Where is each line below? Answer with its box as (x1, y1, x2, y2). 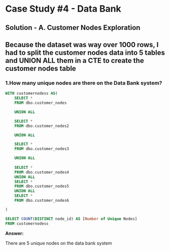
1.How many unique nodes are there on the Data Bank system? (5, 79, 162, 86)
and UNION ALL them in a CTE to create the (5, 56, 144, 65)
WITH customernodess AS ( (5, 91, 58, 96)
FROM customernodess (5, 221, 49, 226)
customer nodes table (5, 64, 76, 73)
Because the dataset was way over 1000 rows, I (5, 40, 159, 49)
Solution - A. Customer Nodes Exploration (5, 23, 141, 32)
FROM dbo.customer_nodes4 (14, 169, 70, 175)
